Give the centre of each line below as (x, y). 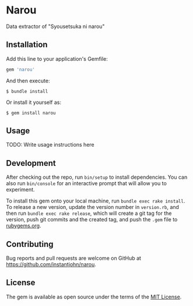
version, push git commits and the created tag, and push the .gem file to (92, 220)
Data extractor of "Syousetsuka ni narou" (55, 26)
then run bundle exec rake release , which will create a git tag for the (89, 213)
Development (31, 163)
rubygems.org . (24, 226)
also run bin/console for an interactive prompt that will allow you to (87, 183)
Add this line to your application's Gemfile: (57, 58)
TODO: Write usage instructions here (50, 145)
